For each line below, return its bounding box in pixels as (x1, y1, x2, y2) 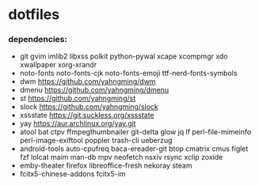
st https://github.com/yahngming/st (19, 93, 136, 104)
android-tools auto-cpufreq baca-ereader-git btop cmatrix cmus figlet (19, 144, 249, 153)
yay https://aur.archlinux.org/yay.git (19, 119, 136, 128)
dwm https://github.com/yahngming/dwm (19, 77, 156, 86)
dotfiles (8, 6, 60, 24)
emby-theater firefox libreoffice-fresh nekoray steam (19, 160, 192, 171)
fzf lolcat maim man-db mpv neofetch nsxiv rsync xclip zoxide (19, 153, 223, 162)
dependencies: (8, 34, 67, 45)
